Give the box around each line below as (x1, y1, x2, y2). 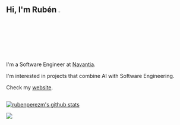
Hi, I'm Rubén (6, 5, 57, 15)
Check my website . (6, 83, 53, 91)
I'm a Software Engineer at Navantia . (6, 61, 96, 68)
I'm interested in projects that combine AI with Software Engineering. (6, 72, 175, 79)
